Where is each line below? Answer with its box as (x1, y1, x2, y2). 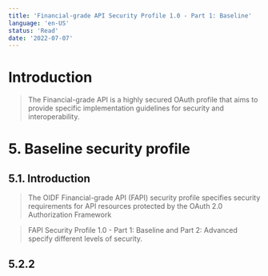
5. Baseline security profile (8, 140, 190, 158)
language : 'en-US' (8, 19, 70, 27)
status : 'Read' (8, 26, 59, 34)
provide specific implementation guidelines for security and (27, 103, 224, 113)
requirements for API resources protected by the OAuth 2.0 (27, 202, 223, 211)
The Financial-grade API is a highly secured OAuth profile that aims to (27, 95, 258, 105)
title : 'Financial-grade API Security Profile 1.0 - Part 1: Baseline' (8, 11, 252, 20)
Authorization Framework (27, 210, 112, 220)
